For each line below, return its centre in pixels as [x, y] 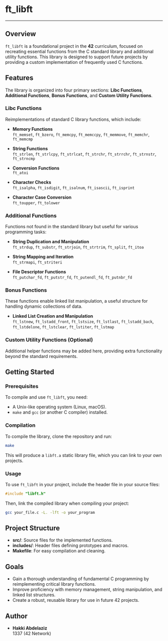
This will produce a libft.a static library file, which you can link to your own [83, 455]
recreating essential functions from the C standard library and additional [79, 51]
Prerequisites [22, 387]
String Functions [30, 148]
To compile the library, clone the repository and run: [59, 436]
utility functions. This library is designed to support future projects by [76, 57]
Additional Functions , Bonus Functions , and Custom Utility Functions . [79, 95]
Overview [21, 34]
